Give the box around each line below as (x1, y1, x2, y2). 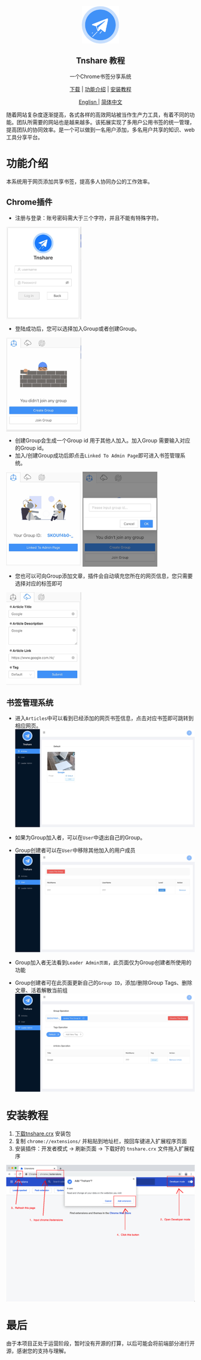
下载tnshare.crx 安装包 (14, 1130, 71, 1137)
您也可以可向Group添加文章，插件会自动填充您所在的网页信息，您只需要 (14, 572, 193, 579)
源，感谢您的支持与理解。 (6, 1347, 69, 1354)
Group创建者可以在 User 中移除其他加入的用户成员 (14, 847, 136, 854)
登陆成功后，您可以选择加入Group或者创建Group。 (14, 325, 141, 333)
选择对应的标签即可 (14, 579, 63, 587)
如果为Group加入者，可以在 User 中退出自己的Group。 (14, 834, 145, 841)
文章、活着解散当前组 (14, 987, 68, 994)
